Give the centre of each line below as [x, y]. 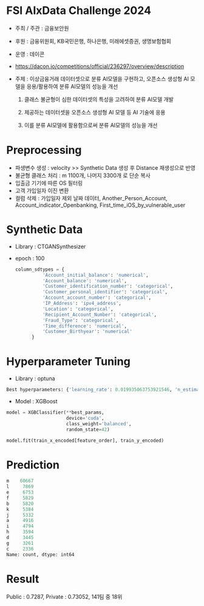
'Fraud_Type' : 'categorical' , [80, 320]
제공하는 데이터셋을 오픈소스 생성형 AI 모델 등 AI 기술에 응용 [95, 112]
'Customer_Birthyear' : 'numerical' [87, 332]
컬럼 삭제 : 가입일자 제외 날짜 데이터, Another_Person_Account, [91, 198]
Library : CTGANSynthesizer [50, 246]
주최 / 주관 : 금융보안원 [42, 28]
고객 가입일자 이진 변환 [42, 190]
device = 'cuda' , [85, 418]
